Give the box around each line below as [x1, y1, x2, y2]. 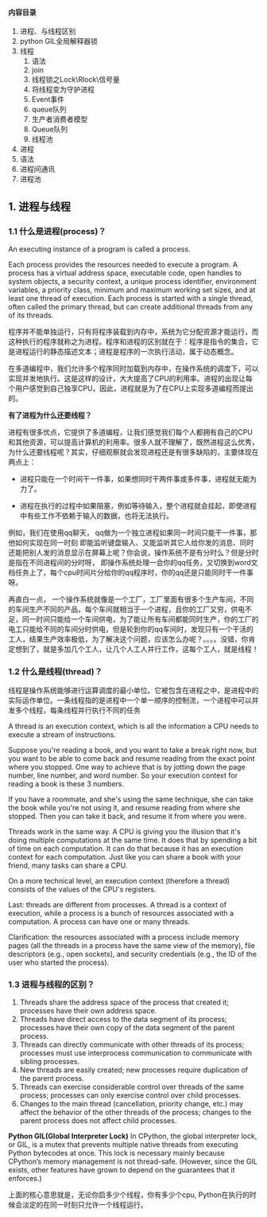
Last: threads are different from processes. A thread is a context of [8, 900, 227, 910]
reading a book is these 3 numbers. [8, 779, 125, 789]
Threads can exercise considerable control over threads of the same [19, 1082, 245, 1092]
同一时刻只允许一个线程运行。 [49, 1200, 148, 1210]
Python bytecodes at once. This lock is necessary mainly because [8, 1149, 225, 1158]
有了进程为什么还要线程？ [8, 410, 92, 419]
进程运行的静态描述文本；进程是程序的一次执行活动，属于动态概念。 [14, 346, 238, 356]
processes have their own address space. [19, 1006, 157, 1016]
